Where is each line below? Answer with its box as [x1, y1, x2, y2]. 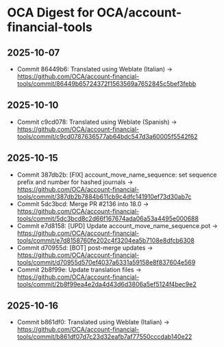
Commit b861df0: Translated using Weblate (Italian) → [16, 318, 170, 326]
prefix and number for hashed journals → [16, 177, 134, 186]
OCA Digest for [7, 5, 95, 21]
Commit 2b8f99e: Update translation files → [16, 265, 142, 273]
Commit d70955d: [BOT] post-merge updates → [16, 243, 153, 251]
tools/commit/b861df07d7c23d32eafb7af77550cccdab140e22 [16, 333, 192, 341]
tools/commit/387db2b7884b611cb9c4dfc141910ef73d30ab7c [16, 192, 192, 201]
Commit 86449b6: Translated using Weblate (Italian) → [16, 65, 173, 73]
